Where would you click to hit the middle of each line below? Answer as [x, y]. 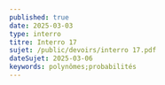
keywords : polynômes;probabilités [73, 67]
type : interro [35, 34]
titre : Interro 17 [43, 42]
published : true [39, 17]
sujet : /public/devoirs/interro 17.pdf [83, 50]
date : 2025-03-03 [41, 26]
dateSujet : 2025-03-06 [51, 58]
